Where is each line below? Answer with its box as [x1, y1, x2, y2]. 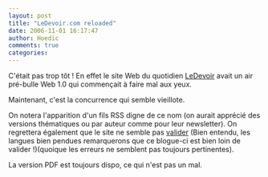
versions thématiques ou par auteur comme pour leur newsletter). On [8, 119, 238, 128]
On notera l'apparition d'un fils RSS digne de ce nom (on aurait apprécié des [8, 111, 261, 120]
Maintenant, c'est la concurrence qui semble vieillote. [8, 95, 185, 104]
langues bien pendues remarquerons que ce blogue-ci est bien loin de [8, 136, 241, 145]
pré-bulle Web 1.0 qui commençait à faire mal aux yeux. [8, 79, 193, 89]
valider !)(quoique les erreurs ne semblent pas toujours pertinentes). [8, 145, 234, 154]
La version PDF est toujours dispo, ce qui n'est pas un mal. [8, 160, 203, 169]
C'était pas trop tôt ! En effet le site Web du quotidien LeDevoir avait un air [8, 71, 254, 80]
